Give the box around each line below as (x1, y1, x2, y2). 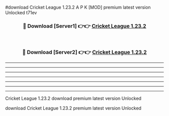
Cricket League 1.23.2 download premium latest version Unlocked (5, 95, 142, 101)
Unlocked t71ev (5, 10, 37, 16)
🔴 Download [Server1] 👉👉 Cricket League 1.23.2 (22, 22, 147, 29)
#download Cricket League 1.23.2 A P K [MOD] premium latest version (5, 5, 151, 10)
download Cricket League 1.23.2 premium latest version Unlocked (5, 105, 142, 111)
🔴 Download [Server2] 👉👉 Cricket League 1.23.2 (22, 49, 147, 56)
